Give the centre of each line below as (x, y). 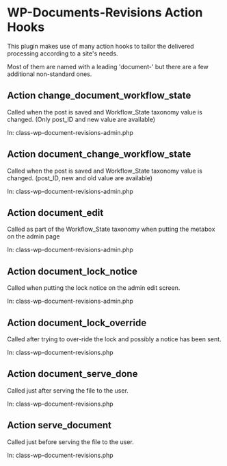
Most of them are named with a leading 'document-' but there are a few (108, 66)
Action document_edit (55, 213)
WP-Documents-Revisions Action (105, 13)
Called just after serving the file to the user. (68, 390)
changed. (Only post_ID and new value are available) (81, 119)
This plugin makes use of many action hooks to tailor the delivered (101, 46)
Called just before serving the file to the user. (71, 442)
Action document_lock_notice (72, 271)
